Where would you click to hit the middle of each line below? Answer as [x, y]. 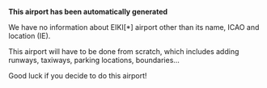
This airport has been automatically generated [88, 12]
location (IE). [30, 36]
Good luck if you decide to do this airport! [78, 75]
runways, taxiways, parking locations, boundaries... [94, 60]
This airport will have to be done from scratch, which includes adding [124, 51]
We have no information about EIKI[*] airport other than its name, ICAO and [134, 27]
